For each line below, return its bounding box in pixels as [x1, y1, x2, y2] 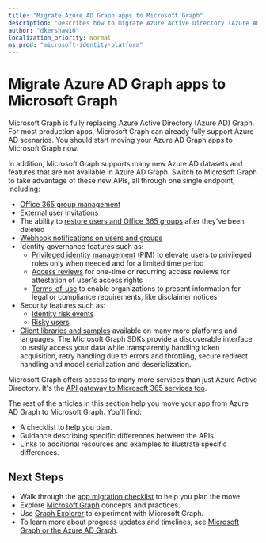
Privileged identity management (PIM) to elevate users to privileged [31, 250, 252, 260]
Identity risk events [31, 309, 94, 319]
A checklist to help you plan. [19, 423, 112, 432]
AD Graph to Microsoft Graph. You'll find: [8, 407, 142, 417]
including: [8, 184, 41, 194]
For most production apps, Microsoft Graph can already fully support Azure [8, 127, 254, 136]
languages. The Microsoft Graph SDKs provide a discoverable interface [19, 335, 253, 344]
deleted [19, 225, 45, 235]
